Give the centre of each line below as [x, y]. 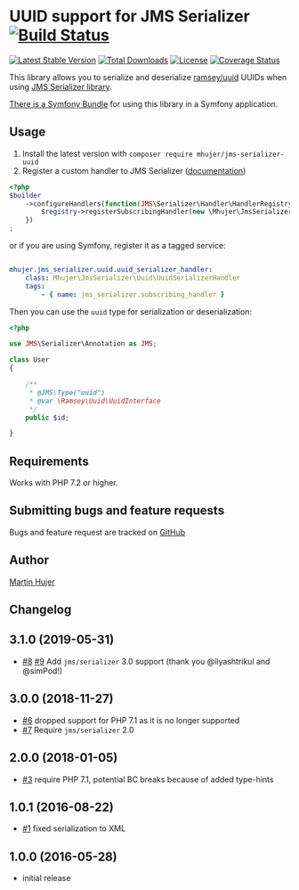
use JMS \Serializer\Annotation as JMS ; [83, 344]
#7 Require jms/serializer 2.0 [78, 730]
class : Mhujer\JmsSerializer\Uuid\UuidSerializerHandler [133, 278]
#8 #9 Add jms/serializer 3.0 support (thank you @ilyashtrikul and [146, 661]
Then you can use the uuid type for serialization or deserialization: [130, 311]
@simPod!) [42, 671]
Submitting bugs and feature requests [117, 511]
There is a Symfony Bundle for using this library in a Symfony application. [144, 103]
